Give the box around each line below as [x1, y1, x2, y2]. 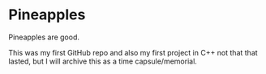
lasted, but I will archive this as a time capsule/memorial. [8, 56, 197, 66]
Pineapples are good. [8, 32, 79, 42]
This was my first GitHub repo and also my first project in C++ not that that [8, 47, 258, 57]
